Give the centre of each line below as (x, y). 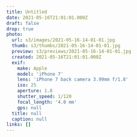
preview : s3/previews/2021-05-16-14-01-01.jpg (72, 52)
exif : (19, 62)
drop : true (20, 29)
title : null (27, 113)
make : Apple (32, 68)
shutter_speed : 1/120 (44, 96)
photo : (15, 35)
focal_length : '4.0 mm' (47, 102)
